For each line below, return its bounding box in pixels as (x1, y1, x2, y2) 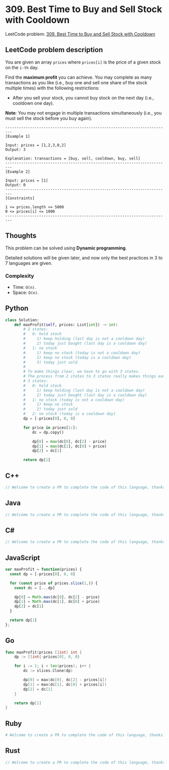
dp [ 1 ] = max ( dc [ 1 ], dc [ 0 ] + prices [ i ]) (23, 682, 107, 687)
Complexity (5, 273, 34, 280)
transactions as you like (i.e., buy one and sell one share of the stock (5, 79, 147, 85)
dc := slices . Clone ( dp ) (23, 668, 73, 674)
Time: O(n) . (12, 284, 36, 290)
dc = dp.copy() (32, 430, 64, 435)
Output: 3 (5, 147, 26, 152)
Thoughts (5, 231, 37, 240)
